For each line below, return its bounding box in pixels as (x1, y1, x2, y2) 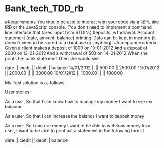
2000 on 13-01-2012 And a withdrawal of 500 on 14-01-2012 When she (5, 50, 148, 56)
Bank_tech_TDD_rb (5, 3, 84, 14)
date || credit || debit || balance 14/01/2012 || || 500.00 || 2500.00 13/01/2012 (5, 64, 160, 71)
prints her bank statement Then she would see (5, 55, 99, 61)
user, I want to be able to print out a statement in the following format (5, 127, 144, 133)
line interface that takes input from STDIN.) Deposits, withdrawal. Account (5, 29, 154, 35)
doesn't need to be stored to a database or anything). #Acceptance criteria (5, 40, 157, 45)
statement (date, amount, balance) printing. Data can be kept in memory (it (5, 35, 156, 41)
